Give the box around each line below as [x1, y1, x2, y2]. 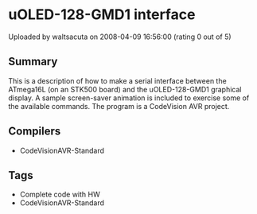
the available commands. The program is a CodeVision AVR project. [8, 101, 230, 111]
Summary [8, 55, 58, 68]
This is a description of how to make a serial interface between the [8, 76, 227, 85]
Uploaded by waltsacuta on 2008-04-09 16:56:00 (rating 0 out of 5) [8, 32, 232, 41]
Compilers [8, 125, 61, 138]
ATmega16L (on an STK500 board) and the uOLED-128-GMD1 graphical [8, 84, 242, 94]
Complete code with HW [19, 189, 101, 200]
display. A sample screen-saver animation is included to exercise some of [8, 93, 250, 103]
